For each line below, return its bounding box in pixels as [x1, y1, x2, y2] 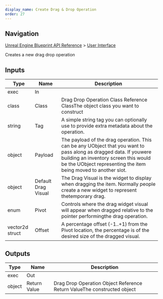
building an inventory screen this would [61, 155, 151, 162]
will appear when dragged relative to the [61, 207, 153, 214]
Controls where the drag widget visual [61, 201, 148, 208]
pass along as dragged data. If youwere [61, 149, 152, 155]
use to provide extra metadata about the [61, 122, 153, 129]
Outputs [5, 249, 31, 258]
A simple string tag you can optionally [61, 116, 147, 123]
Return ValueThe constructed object [53, 286, 136, 293]
